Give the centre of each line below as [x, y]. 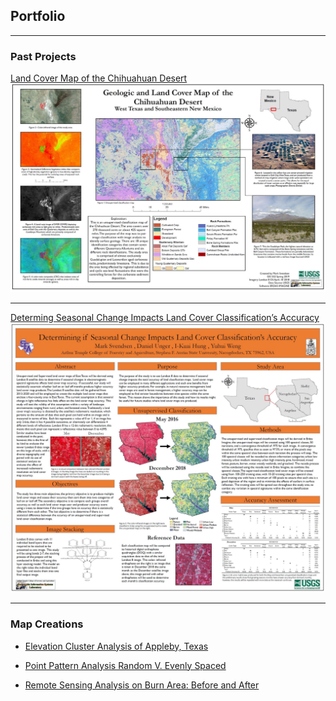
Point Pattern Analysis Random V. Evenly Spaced [125, 665]
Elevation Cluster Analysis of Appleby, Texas [116, 646]
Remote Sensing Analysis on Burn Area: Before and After [142, 685]
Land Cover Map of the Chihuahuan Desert [99, 78]
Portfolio [38, 16]
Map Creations [47, 624]
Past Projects [43, 56]
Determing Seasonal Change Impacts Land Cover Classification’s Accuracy [165, 318]
